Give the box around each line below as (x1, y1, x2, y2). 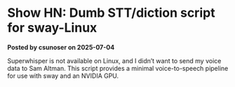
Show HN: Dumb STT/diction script (7, 5, 215, 21)
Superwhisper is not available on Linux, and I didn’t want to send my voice (7, 56, 222, 65)
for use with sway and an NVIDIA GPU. (7, 72, 119, 80)
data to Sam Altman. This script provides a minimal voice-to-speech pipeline (7, 64, 229, 72)
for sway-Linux (7, 20, 98, 36)
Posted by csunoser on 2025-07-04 (7, 43, 115, 51)
